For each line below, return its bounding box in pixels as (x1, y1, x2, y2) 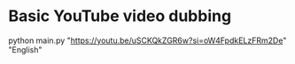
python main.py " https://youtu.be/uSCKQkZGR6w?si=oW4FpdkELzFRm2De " (8, 35, 287, 46)
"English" (8, 44, 43, 54)
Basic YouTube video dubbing (8, 6, 232, 26)
